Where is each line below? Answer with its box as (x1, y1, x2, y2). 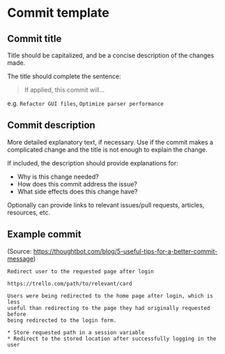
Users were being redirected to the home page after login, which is (7, 292, 214, 300)
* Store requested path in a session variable (7, 329, 145, 336)
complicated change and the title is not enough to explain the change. (7, 145, 208, 154)
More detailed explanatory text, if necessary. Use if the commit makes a (7, 138, 214, 146)
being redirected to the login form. (7, 316, 117, 324)
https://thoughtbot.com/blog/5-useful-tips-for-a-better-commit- (33, 246, 218, 256)
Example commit (7, 228, 82, 240)
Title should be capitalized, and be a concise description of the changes (7, 51, 215, 59)
